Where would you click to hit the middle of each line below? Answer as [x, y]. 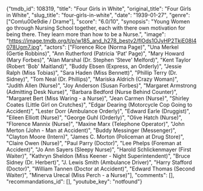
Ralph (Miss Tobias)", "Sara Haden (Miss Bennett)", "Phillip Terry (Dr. [92, 73]
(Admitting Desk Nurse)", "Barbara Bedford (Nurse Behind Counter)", [92, 92]
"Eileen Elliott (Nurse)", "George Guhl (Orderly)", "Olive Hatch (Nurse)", [94, 117]
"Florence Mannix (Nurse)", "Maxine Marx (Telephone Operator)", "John [96, 124]
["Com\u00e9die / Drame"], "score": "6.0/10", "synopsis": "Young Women [98, 21]
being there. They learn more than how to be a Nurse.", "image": [86, 34]
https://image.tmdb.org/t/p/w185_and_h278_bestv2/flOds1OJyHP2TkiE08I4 [103, 41]
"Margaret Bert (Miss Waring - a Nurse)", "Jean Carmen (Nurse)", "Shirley [98, 98]
